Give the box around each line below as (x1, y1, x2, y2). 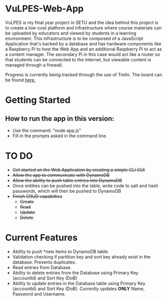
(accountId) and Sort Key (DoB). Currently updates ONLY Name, (12, 286, 145, 292)
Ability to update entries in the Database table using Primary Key (12, 280, 146, 286)
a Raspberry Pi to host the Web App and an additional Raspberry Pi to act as (5, 46, 162, 52)
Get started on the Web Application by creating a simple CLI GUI (12, 167, 145, 173)
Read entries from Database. (12, 264, 72, 270)
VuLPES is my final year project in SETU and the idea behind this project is (5, 19, 158, 25)
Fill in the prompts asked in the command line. (12, 133, 107, 139)
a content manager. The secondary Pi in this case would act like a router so (5, 51, 160, 57)
